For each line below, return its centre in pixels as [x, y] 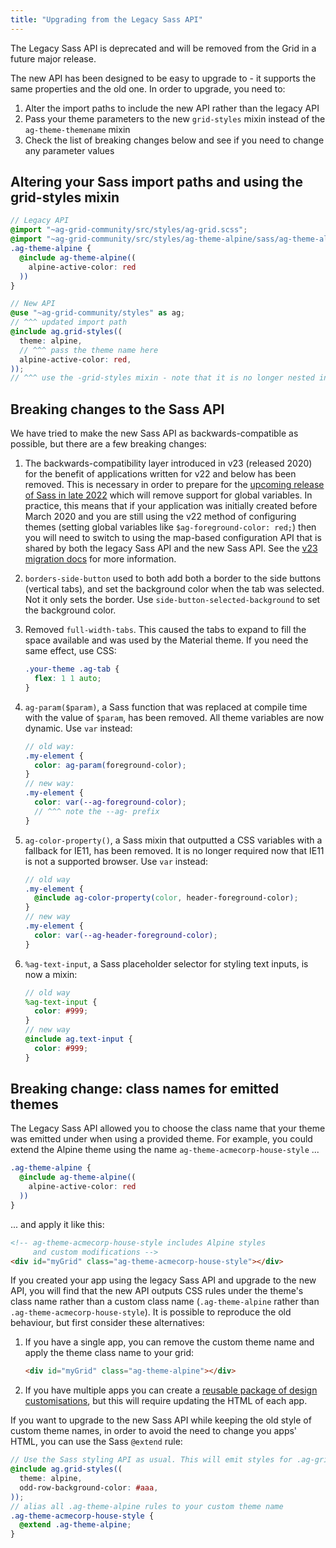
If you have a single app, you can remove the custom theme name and [169, 1342]
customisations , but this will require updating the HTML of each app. [166, 1401]
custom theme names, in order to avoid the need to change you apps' [154, 1431]
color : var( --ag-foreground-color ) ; [110, 802]
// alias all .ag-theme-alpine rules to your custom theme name [147, 1506]
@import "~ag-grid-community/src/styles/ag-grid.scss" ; [129, 230]
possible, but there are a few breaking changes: [108, 444]
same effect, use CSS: [70, 651]
